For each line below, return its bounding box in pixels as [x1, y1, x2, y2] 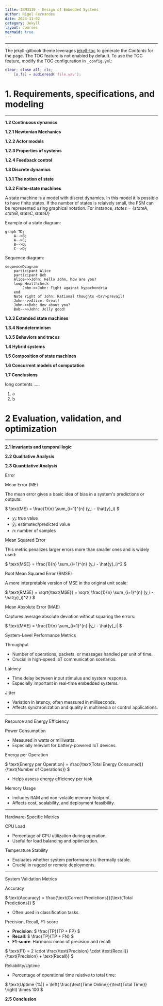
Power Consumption [5, 728, 46, 734]
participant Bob [14, 273, 47, 277]
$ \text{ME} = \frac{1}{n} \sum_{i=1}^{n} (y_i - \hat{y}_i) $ [5, 506, 120, 512]
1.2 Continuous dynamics [5, 119, 58, 125]
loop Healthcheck [14, 281, 49, 286]
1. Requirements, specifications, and [5, 88, 155, 99]
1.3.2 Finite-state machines [5, 185, 62, 191]
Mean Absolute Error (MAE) [5, 604, 60, 610]
